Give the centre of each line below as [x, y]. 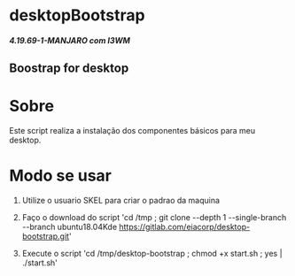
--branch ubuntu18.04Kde [70, 227]
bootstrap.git [45, 236]
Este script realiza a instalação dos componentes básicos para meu [132, 131]
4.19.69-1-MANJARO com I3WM [70, 40]
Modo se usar [61, 176]
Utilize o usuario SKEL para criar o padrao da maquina [120, 201]
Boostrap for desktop [69, 69]
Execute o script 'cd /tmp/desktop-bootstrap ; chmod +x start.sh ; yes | [152, 254]
